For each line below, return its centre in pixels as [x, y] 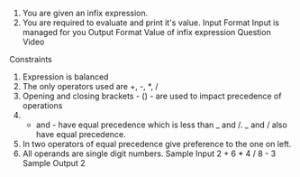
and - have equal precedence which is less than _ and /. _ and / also [162, 125]
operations [42, 106]
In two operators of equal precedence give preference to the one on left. [157, 144]
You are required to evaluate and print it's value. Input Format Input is [150, 23]
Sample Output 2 [54, 163]
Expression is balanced [65, 77]
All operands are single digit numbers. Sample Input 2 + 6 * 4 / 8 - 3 [149, 154]
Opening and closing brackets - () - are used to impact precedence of [152, 96]
